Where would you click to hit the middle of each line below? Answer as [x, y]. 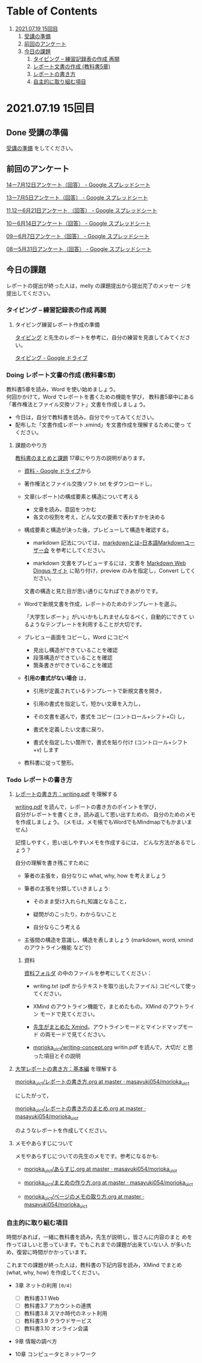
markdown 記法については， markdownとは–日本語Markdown [109, 543]
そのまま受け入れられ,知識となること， [81, 902]
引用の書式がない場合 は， [56, 678]
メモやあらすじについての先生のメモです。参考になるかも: [87, 1156]
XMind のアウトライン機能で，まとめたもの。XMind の [101, 1007]
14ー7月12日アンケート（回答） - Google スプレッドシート [78, 184]
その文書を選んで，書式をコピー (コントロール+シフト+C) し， [110, 717]
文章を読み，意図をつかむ [65, 510]
